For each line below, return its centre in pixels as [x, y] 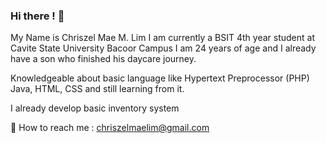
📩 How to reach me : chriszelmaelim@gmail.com [110, 128]
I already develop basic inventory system [95, 108]
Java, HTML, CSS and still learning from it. [97, 89]
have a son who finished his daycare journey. [103, 59]
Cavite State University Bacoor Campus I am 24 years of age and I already [163, 48]
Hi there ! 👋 [37, 16]
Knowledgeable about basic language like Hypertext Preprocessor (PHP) [160, 78]
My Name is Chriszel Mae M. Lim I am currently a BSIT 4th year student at [162, 38]
